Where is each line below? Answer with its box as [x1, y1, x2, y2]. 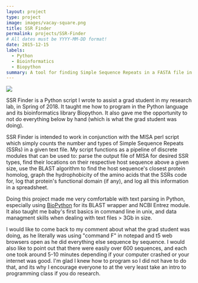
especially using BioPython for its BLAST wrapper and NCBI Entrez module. [6, 202, 191, 209]
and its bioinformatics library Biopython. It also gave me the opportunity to [6, 109, 188, 116]
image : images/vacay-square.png [6, 20, 86, 26]
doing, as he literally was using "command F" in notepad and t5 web [6, 232, 173, 239]
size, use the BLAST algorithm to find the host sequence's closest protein [6, 165, 186, 172]
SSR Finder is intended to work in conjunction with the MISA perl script [6, 133, 180, 141]
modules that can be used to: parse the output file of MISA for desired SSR [6, 152, 189, 160]
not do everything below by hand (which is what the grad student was [6, 116, 177, 123]
